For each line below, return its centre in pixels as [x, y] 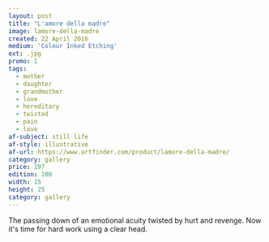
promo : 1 [23, 62]
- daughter [34, 84]
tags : [17, 69]
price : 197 [27, 167]
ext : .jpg [25, 54]
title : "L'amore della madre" [60, 24]
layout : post [30, 16]
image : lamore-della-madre [54, 31]
